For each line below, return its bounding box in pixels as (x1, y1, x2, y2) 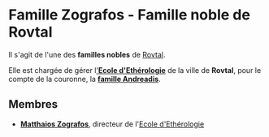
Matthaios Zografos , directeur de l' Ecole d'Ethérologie (20, 119, 205, 129)
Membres (8, 97, 59, 111)
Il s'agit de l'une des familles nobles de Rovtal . (8, 49, 166, 59)
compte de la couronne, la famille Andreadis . (8, 74, 161, 83)
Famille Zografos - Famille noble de (8, 6, 250, 24)
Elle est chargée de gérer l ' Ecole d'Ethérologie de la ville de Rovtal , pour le (8, 65, 262, 75)
